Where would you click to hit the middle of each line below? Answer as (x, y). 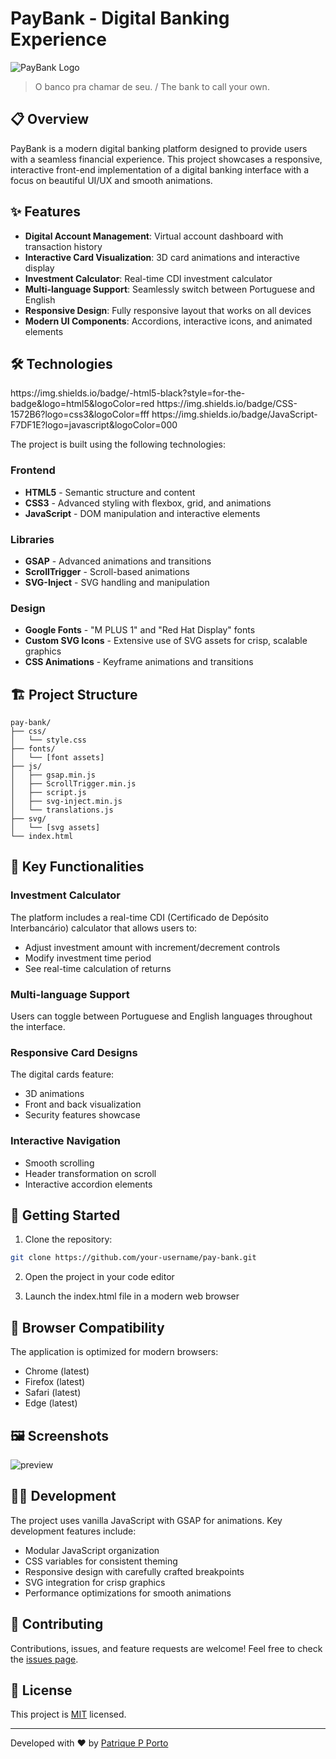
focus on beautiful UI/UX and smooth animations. (111, 180)
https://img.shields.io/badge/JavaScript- (234, 414)
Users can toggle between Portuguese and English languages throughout (161, 1016)
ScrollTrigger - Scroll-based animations (107, 571)
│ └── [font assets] (57, 758)
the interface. (38, 1027)
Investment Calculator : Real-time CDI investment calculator (148, 278)
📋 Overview (50, 119)
